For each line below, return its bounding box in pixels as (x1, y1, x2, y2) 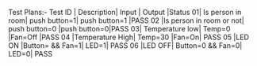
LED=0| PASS (8, 49, 53, 58)
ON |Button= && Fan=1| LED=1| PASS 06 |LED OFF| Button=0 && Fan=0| (8, 41, 243, 50)
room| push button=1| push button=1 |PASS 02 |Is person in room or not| (8, 16, 244, 25)
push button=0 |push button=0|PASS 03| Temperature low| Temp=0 (8, 24, 231, 33)
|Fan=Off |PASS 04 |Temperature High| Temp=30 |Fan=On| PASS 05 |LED (8, 32, 250, 42)
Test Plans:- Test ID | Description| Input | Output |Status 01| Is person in (8, 8, 242, 16)
